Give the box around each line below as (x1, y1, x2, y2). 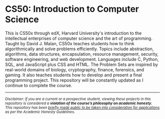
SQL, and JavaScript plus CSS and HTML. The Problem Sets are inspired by (5, 61, 158, 67)
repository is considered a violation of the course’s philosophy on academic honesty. (5, 101, 152, 106)
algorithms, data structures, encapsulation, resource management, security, (5, 51, 159, 57)
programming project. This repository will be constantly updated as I (5, 77, 143, 83)
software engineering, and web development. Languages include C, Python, (5, 56, 159, 62)
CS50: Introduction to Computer (5, 3, 139, 15)
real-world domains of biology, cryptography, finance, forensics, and (5, 66, 144, 72)
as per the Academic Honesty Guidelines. (5, 109, 75, 114)
